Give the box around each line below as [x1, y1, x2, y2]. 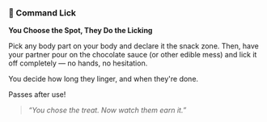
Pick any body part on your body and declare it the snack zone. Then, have [8, 41, 259, 51]
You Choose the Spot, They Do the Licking [8, 26, 153, 36]
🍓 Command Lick [8, 7, 77, 19]
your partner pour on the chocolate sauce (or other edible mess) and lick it [8, 50, 257, 60]
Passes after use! [8, 90, 66, 99]
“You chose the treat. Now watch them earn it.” [28, 105, 187, 116]
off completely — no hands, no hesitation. [8, 58, 148, 68]
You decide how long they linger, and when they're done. [8, 74, 199, 84]
